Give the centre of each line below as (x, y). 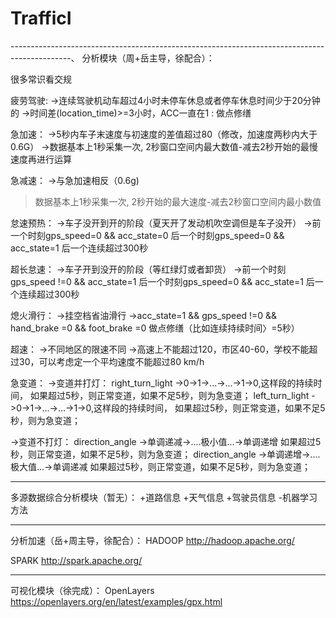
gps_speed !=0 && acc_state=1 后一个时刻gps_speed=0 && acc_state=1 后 (162, 281)
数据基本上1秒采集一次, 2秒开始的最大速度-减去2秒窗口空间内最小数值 (178, 201)
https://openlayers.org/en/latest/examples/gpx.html (116, 601)
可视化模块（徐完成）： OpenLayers (82, 590)
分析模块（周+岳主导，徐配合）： (148, 58)
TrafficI (41, 18)
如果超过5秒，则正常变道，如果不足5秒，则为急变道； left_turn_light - (172, 395)
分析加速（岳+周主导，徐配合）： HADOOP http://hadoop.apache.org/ (152, 540)
